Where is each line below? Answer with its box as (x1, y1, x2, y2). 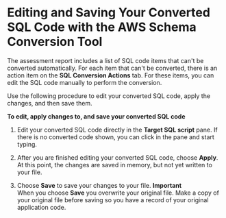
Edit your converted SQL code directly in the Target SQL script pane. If (16, 125, 218, 134)
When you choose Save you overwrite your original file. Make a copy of (16, 189, 219, 197)
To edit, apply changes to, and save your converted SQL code (7, 112, 186, 121)
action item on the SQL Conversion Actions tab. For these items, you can (7, 71, 214, 80)
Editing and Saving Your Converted (7, 5, 211, 21)
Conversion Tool (7, 34, 103, 49)
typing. (16, 140, 38, 148)
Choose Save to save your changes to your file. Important (16, 181, 182, 189)
